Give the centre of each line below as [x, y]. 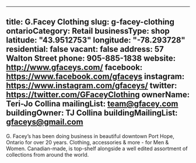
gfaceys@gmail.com [45, 122]
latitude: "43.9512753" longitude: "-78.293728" [96, 40]
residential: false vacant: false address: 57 [85, 49]
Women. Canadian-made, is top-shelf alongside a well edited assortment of [97, 148]
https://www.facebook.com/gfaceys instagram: [95, 77]
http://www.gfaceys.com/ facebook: [74, 68]
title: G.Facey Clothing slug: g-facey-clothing [90, 22]
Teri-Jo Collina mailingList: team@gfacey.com [92, 104]
